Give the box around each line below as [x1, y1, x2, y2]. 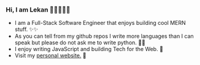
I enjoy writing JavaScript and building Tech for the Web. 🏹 [14, 46, 164, 53]
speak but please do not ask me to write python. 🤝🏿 [14, 39, 145, 46]
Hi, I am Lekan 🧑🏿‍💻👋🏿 [6, 5, 71, 14]
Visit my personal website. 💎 [14, 52, 87, 60]
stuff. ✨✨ [14, 26, 39, 33]
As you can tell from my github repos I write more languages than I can [14, 33, 194, 40]
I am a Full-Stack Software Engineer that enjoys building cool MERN [14, 19, 187, 27]
